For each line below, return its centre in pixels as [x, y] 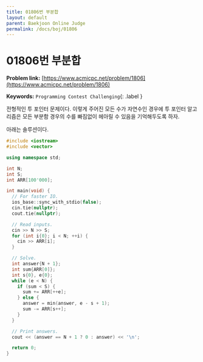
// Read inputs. [32, 225]
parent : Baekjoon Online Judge [46, 23]
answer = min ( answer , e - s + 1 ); [66, 304]
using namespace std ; [34, 158]
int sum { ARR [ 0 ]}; [34, 269]
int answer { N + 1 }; [36, 264]
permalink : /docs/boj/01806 [42, 29]
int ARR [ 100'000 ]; [29, 180]
